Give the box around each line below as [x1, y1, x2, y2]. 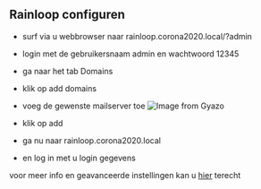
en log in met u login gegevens [21, 152, 136, 163]
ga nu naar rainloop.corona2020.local [21, 134, 161, 146]
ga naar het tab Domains [21, 65, 114, 76]
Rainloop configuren [9, 7, 125, 22]
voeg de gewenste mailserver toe [21, 100, 146, 111]
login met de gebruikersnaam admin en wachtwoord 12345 [21, 48, 240, 59]
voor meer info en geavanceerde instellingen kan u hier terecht [9, 169, 241, 180]
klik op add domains [21, 82, 97, 93]
